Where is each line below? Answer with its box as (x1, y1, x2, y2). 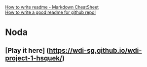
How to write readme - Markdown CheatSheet (5, 4, 99, 10)
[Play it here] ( (5, 46, 49, 55)
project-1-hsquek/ (5, 54, 63, 62)
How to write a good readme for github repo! (5, 9, 96, 15)
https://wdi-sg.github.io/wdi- (49, 46, 142, 55)
